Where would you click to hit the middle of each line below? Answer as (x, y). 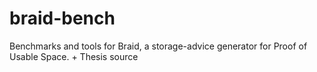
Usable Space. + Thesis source (74, 56)
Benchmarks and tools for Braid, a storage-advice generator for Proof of (158, 46)
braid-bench (62, 18)
